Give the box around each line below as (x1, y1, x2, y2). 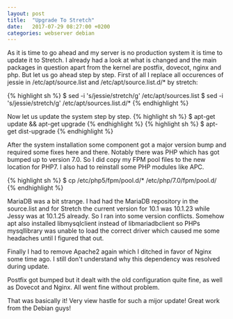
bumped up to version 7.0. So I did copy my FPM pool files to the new (7, 156, 206, 164)
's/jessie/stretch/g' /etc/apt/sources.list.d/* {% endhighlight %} (7, 99, 189, 108)
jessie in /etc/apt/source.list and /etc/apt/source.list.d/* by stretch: (7, 78, 198, 87)
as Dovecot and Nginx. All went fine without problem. (7, 283, 160, 292)
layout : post (7, 10, 45, 17)
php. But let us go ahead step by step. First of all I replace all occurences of (7, 71, 224, 79)
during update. (7, 262, 50, 271)
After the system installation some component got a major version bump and (7, 140, 227, 149)
